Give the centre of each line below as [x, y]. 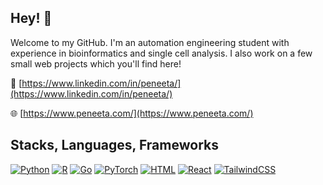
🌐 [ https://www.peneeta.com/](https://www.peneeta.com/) [132, 113]
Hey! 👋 [31, 18]
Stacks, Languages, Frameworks [114, 145]
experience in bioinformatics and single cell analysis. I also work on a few [161, 53]
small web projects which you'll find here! [96, 63]
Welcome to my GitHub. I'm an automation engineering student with [150, 42]
